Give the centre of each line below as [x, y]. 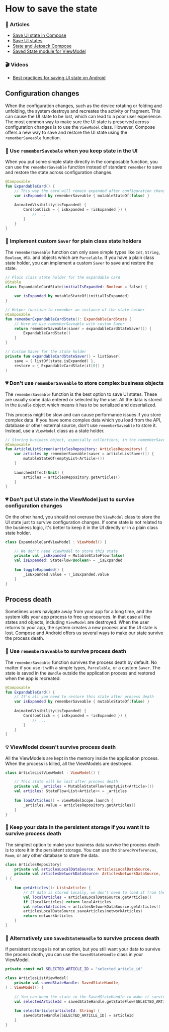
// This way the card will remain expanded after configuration [83, 191]
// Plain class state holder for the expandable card [63, 277]
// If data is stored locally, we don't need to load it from [90, 892]
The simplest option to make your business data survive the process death [82, 844]
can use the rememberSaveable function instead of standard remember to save [84, 167]
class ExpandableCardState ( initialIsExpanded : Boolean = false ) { [76, 287]
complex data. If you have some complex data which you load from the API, [83, 420]
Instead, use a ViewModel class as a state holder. [55, 431]
